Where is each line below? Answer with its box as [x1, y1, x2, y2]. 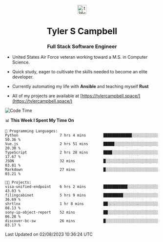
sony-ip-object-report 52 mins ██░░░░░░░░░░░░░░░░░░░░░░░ [5, 210, 159, 215]
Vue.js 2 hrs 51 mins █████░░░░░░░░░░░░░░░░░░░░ [5, 142, 159, 147]
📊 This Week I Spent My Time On [5, 117, 74, 123]
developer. [12, 74, 34, 80]
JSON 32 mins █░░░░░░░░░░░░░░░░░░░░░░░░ [5, 159, 159, 164]
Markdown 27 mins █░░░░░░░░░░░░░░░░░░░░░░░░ [5, 167, 159, 172]
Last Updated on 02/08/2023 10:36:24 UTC [5, 231, 93, 237]
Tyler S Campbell [46, 26, 118, 37]
